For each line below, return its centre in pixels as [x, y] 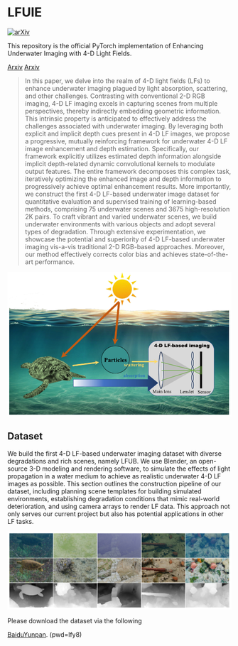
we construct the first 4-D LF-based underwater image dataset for [122, 194]
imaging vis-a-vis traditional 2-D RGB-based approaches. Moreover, [125, 246]
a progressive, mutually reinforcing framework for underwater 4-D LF [126, 141]
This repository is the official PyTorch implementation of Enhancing [106, 45]
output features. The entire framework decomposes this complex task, [128, 171]
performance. [55, 262]
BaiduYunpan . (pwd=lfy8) [45, 635]
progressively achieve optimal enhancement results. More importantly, [128, 186]
